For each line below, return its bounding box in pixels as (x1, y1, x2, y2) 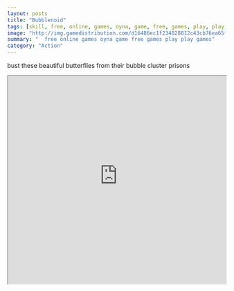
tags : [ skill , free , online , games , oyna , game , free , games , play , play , (7, 23, 228, 30)
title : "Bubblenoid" (7, 17, 67, 24)
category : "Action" (7, 42, 64, 49)
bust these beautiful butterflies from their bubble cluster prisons (7, 62, 190, 69)
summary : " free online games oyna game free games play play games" (7, 36, 215, 43)
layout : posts (7, 10, 48, 17)
